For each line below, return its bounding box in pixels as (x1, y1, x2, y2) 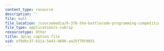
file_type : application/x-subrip (5, 25, 73, 30)
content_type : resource (5, 7, 54, 12)
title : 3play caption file (5, 34, 60, 39)
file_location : (5, 20, 36, 26)
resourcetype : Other (5, 30, 47, 34)
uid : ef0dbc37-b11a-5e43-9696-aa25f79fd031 (5, 39, 95, 44)
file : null (5, 16, 27, 21)
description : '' (5, 12, 38, 17)
